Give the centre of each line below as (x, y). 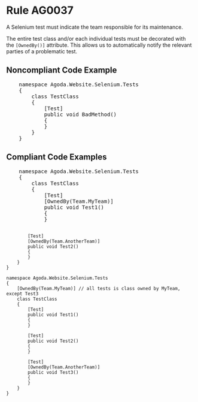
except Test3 (22, 294)
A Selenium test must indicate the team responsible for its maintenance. (95, 27)
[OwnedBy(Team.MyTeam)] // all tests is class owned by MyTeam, (99, 288)
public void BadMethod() (80, 114)
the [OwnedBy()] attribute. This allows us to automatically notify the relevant (99, 45)
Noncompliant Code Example (62, 70)
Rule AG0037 (40, 10)
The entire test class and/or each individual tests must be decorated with (96, 38)
